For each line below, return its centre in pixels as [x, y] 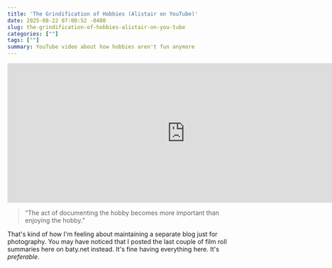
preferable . [24, 257]
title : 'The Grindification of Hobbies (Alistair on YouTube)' [103, 14]
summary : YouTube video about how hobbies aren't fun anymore [101, 47]
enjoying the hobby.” [55, 220]
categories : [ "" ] [33, 34]
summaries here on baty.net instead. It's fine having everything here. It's [114, 249]
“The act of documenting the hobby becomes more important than [122, 213]
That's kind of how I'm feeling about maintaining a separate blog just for [112, 234]
